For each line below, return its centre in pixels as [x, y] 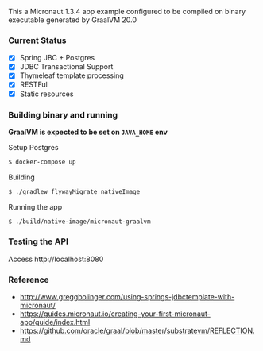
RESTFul [33, 85]
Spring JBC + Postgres [57, 58]
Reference [29, 280]
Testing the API [39, 241]
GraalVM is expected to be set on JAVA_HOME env [88, 132]
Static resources [46, 94]
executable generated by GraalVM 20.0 [73, 20]
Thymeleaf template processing [72, 75]
